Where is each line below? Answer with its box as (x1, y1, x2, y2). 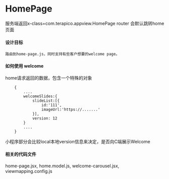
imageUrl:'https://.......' (41, 107, 100, 112)
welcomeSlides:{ (23, 94, 58, 99)
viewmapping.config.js (5, 168, 52, 174)
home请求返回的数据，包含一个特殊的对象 (5, 75, 92, 81)
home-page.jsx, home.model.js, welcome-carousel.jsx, (5, 162, 120, 169)
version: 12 (32, 116, 58, 121)
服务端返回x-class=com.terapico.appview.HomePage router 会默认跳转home (5, 20, 164, 26)
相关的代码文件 (5, 151, 36, 157)
